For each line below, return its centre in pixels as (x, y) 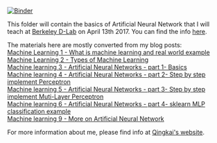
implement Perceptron (39, 82)
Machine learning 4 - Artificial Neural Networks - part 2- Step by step (106, 74)
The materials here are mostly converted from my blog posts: (95, 45)
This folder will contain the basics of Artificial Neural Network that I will (108, 24)
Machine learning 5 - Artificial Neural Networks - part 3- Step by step (106, 89)
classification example (39, 111)
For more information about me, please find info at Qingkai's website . (106, 132)
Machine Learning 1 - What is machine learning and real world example (108, 52)
